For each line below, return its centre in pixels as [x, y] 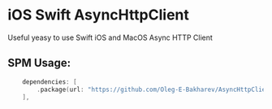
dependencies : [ [50, 82]
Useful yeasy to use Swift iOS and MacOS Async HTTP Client [110, 37]
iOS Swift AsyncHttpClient [99, 15]
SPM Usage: [39, 63]
